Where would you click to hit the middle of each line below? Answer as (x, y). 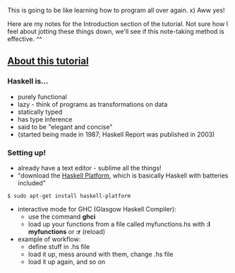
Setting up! (27, 153)
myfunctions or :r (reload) (67, 231)
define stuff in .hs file (59, 246)
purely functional (42, 97)
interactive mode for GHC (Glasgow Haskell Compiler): (97, 209)
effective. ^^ (25, 39)
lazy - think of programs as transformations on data (92, 104)
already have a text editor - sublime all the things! (89, 168)
